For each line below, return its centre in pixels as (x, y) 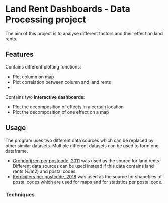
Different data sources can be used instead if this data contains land (83, 166)
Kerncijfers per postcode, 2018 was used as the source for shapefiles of (87, 176)
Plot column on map (33, 77)
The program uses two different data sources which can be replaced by (79, 140)
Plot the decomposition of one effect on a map (61, 112)
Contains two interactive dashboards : (45, 97)
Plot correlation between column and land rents (62, 82)
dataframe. (17, 151)
